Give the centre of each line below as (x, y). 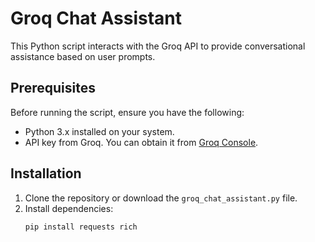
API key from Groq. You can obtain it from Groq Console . (141, 142)
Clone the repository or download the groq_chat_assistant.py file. (161, 198)
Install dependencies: (69, 208)
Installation (46, 173)
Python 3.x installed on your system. (99, 131)
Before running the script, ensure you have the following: (127, 112)
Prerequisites (53, 88)
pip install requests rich (81, 227)
